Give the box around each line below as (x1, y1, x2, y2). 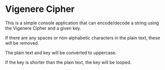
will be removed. (5, 40, 39, 46)
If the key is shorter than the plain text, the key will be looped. (5, 59, 132, 65)
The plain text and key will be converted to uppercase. (5, 50, 117, 56)
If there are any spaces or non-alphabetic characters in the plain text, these (5, 35, 161, 41)
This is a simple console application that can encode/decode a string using (5, 20, 160, 26)
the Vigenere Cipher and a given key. (5, 25, 81, 31)
